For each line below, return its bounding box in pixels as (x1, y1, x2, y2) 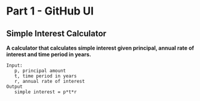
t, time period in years (14, 73, 77, 79)
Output (6, 83, 23, 90)
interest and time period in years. (6, 51, 92, 58)
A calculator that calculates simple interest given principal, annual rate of (6, 44, 195, 51)
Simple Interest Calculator (6, 28, 107, 39)
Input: (6, 62, 23, 68)
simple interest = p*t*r (14, 89, 77, 95)
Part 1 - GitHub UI (6, 4, 94, 18)
